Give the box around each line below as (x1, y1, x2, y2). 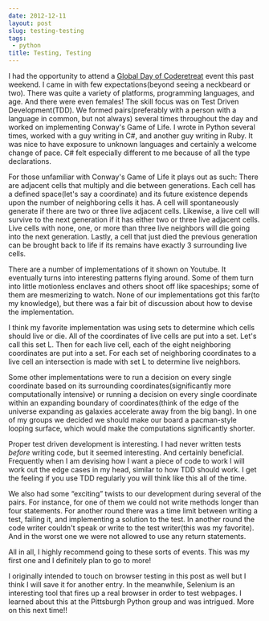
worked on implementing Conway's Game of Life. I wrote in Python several (8, 122, 255, 132)
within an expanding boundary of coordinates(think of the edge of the (8, 398, 239, 407)
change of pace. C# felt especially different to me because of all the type (8, 148, 251, 157)
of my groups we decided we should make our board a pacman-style (8, 415, 237, 424)
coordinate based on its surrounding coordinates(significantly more (8, 381, 231, 390)
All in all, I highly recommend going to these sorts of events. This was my (8, 547, 251, 557)
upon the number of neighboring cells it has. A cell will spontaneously (8, 198, 239, 207)
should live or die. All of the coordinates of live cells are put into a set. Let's (8, 331, 257, 341)
